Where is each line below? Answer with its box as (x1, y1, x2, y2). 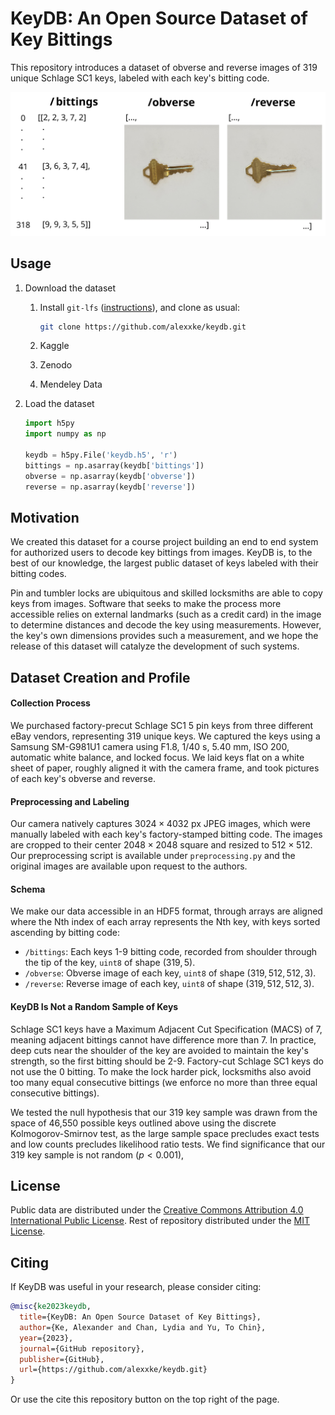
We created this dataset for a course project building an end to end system (10, 536, 319, 548)
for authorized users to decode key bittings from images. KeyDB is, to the (10, 547, 313, 559)
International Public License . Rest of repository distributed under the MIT (10, 1215, 310, 1227)
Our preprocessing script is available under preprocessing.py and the (10, 850, 296, 862)
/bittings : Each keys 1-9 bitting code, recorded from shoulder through (24, 946, 318, 958)
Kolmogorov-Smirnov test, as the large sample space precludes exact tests (10, 1127, 320, 1139)
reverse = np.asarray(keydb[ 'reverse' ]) (24, 482, 196, 492)
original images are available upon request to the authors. (10, 860, 248, 872)
